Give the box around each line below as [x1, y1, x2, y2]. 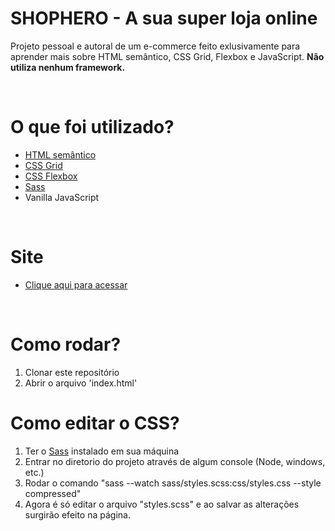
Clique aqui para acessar [24, 278, 128, 291]
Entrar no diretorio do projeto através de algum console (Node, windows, [24, 455, 326, 467]
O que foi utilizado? [10, 116, 175, 139]
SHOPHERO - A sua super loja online [10, 7, 318, 30]
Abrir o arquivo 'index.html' [24, 377, 138, 389]
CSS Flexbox [24, 170, 78, 182]
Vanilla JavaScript [24, 191, 100, 203]
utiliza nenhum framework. [10, 61, 126, 73]
